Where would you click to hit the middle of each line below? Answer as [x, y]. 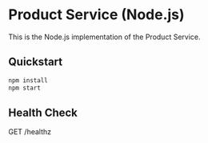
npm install [28, 80]
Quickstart [36, 62]
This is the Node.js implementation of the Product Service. [104, 37]
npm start [25, 88]
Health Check [43, 112]
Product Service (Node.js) [97, 15]
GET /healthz [30, 132]
